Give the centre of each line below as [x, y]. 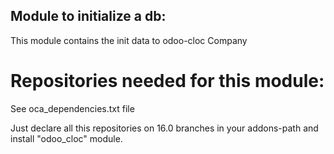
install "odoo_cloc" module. [66, 138]
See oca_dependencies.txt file [72, 108]
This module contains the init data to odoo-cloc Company [129, 40]
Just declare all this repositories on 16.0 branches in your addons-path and [164, 128]
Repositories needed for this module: [167, 81]
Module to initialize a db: [88, 16]
